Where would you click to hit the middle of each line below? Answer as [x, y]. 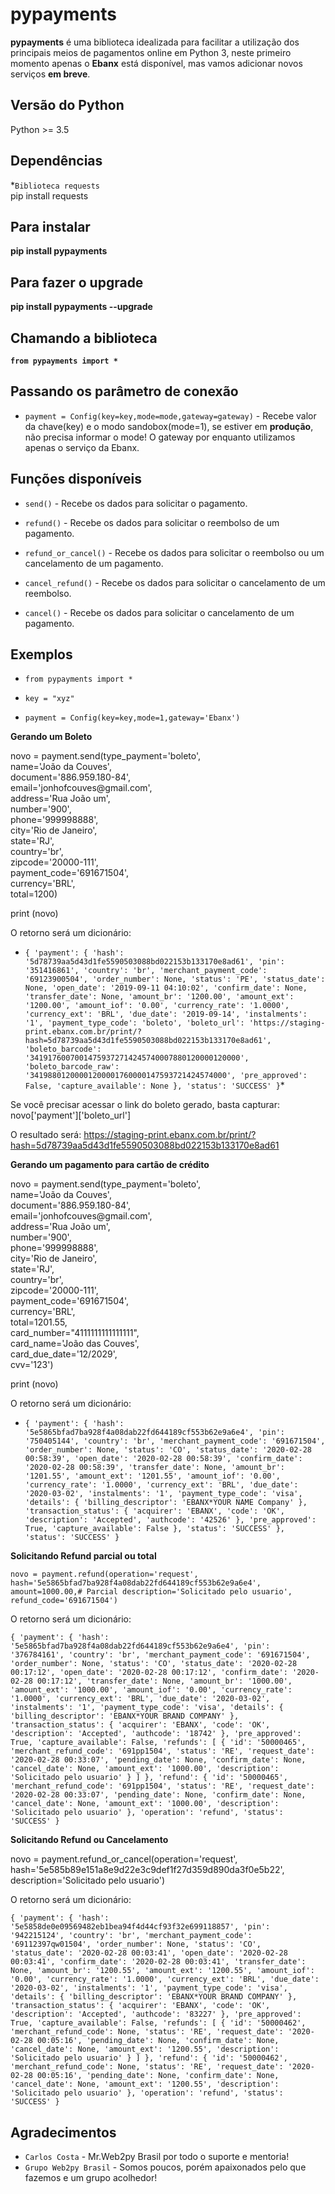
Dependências [56, 161]
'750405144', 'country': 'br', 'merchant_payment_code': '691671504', [175, 1441]
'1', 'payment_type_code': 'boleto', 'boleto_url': [134, 1023]
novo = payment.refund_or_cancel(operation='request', [124, 1859]
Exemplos [41, 654]
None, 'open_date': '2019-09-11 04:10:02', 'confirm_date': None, [166, 988]
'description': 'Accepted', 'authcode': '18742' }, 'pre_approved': [156, 1734]
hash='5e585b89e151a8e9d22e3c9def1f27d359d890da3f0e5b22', [147, 1870]
